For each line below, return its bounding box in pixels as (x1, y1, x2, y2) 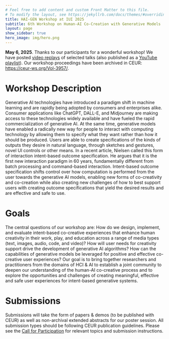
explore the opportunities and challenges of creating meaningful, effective (5, 272, 159, 278)
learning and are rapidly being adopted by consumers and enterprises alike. (5, 104, 162, 110)
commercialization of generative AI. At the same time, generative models (5, 121, 156, 127)
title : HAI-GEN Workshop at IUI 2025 (5, 17, 84, 22)
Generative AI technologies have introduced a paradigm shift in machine (5, 99, 155, 105)
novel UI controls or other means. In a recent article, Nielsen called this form (5, 147, 163, 153)
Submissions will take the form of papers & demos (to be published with (5, 312, 154, 318)
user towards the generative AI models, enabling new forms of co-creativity (5, 174, 162, 180)
